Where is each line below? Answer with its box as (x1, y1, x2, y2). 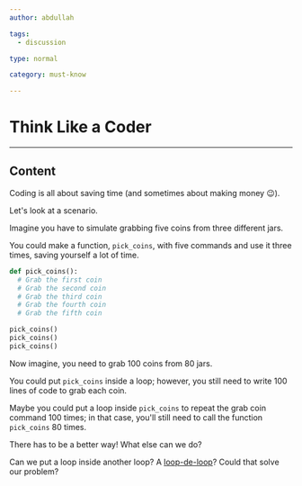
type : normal (9, 54, 58, 63)
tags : (9, 29, 30, 39)
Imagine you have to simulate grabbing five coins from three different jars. (9, 222, 284, 233)
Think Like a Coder (9, 117, 152, 138)
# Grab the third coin (17, 292, 102, 301)
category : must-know (9, 70, 87, 79)
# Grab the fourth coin (17, 301, 106, 310)
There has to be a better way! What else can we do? (9, 438, 202, 450)
